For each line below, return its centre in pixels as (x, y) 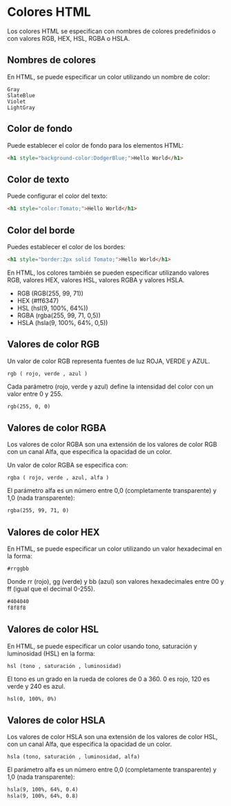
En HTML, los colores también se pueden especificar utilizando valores (108, 273)
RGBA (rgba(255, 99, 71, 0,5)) (59, 315)
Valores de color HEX (53, 532)
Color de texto (38, 179)
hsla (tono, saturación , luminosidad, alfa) (73, 757)
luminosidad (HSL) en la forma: (51, 653)
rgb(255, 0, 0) (29, 406)
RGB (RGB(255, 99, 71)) (50, 293)
